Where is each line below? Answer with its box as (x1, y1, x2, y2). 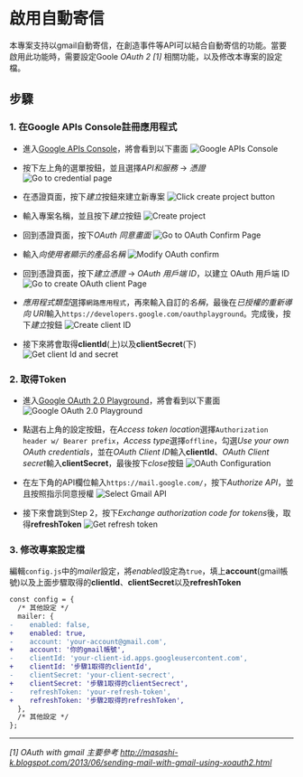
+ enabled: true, (9, 629, 87, 638)
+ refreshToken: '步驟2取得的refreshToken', (9, 696, 185, 705)
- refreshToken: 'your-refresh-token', (9, 688, 171, 697)
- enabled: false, (9, 620, 91, 629)
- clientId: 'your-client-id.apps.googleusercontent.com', (9, 654, 248, 663)
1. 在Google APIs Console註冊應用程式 (9, 121, 178, 134)
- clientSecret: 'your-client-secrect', (9, 670, 176, 680)
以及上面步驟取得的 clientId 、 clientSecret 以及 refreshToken (20, 577, 242, 588)
